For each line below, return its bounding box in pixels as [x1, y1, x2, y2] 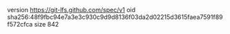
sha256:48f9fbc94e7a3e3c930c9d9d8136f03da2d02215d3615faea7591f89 [7, 13, 223, 21]
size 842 [34, 20, 59, 28]
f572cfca [7, 20, 33, 28]
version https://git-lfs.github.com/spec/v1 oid [7, 6, 136, 14]
